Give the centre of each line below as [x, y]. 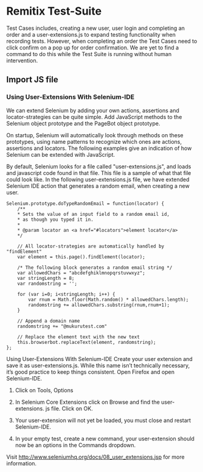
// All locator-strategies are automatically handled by [91, 246]
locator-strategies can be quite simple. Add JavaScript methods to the [94, 116]
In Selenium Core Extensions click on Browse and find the [87, 402]
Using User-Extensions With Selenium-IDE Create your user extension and [99, 359]
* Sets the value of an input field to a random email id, [94, 214]
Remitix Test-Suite [54, 11]
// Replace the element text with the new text [78, 337]
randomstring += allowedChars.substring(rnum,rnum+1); [99, 305]
